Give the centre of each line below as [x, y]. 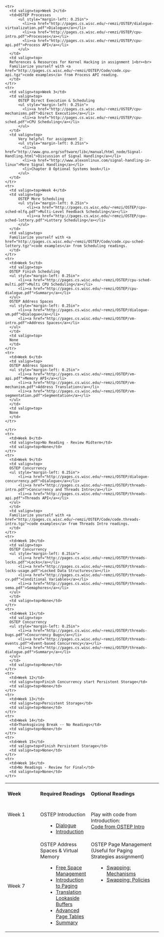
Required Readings [63, 794]
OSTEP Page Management [121, 844]
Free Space [69, 868]
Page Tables [70, 916]
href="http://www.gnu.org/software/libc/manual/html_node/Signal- [74, 152]
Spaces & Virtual [59, 851]
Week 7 [16, 886]
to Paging [67, 886]
